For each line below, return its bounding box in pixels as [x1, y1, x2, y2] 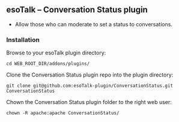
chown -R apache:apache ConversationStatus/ [6, 110, 120, 116]
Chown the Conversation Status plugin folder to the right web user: [6, 99, 172, 106]
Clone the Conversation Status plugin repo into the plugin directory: [6, 71, 174, 78]
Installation [6, 35, 40, 44]
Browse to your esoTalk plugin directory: [6, 49, 106, 56]
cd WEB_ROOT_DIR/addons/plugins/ [6, 61, 90, 67]
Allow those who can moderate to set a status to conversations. [14, 20, 173, 28]
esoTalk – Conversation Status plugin [6, 5, 148, 15]
